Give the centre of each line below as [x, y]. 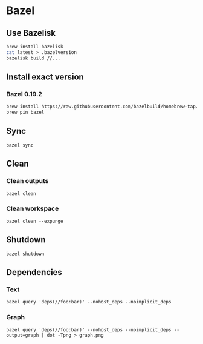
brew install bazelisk [35, 47]
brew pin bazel [25, 113]
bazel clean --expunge [35, 221]
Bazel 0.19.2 [24, 94]
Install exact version [45, 77]
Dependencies [34, 272]
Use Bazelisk [31, 33]
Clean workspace [33, 208]
